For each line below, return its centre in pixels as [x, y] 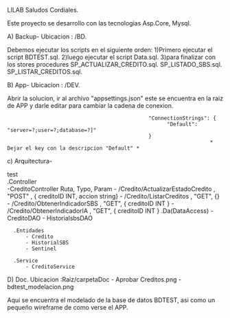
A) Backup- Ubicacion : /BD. [47, 36]
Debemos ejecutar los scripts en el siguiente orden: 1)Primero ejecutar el [110, 50]
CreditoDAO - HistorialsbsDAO [50, 218]
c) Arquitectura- [30, 161]
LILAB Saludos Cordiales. [43, 10]
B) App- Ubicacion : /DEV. [44, 85]
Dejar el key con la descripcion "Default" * [73, 148]
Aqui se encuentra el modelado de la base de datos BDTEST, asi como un [111, 300]
